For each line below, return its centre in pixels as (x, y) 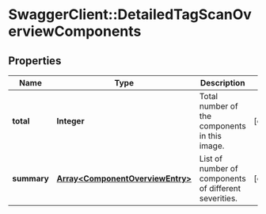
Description (222, 83)
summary (30, 178)
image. (212, 146)
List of (211, 159)
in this (210, 136)
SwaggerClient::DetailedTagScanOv (130, 15)
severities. (218, 198)
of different (220, 188)
